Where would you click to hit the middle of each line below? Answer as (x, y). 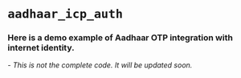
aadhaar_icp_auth (65, 14)
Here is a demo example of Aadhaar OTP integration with (120, 38)
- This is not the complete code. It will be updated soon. (100, 65)
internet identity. (41, 48)
